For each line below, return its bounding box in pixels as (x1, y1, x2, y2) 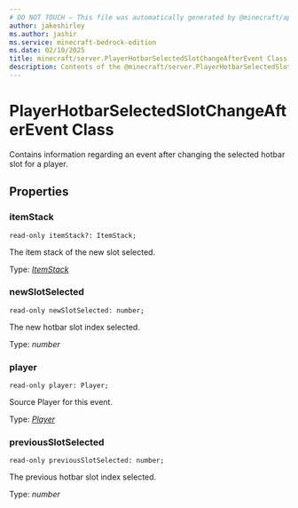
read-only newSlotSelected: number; (9, 306, 145, 315)
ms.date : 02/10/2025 (9, 46, 86, 55)
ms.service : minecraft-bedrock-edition (9, 37, 157, 47)
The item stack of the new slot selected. (9, 246, 156, 258)
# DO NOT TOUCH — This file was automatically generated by (9, 12, 237, 22)
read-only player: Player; (9, 381, 109, 391)
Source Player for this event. (9, 397, 114, 408)
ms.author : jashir (9, 29, 77, 38)
